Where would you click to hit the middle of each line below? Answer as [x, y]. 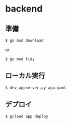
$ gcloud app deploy [27, 116]
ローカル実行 [25, 76]
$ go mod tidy [20, 59]
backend [24, 9]
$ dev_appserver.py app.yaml [36, 88]
